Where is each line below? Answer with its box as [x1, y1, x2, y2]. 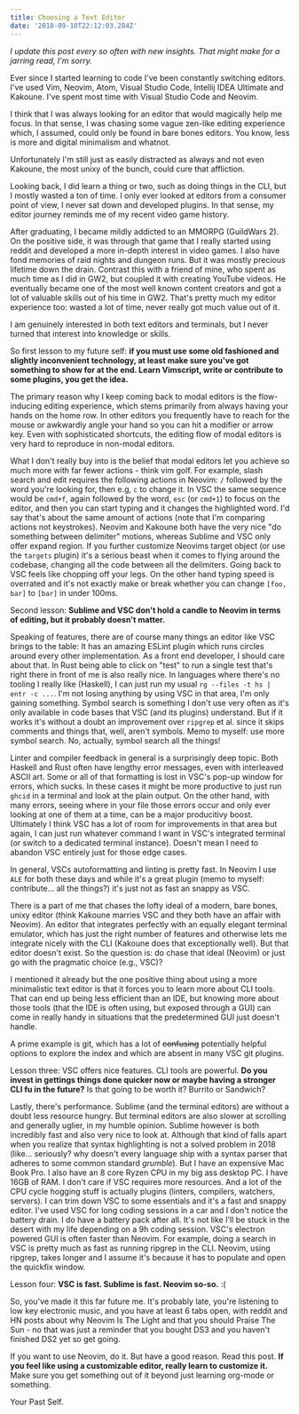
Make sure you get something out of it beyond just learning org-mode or [10, 1370, 274, 1380]
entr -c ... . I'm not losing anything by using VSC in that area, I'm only [10, 687, 270, 698]
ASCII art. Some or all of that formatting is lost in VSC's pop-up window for [10, 771, 283, 782]
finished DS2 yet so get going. [10, 1333, 121, 1344]
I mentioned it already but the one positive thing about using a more [10, 973, 258, 984]
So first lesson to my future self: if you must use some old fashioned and [10, 346, 279, 356]
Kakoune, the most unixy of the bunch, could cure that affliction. [10, 163, 245, 174]
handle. [10, 1021, 38, 1031]
